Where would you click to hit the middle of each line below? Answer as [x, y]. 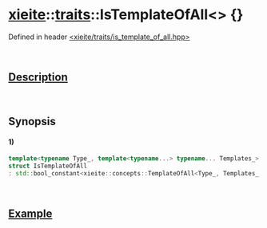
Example [30, 214]
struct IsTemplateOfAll [48, 166]
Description [38, 77]
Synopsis [32, 122]
